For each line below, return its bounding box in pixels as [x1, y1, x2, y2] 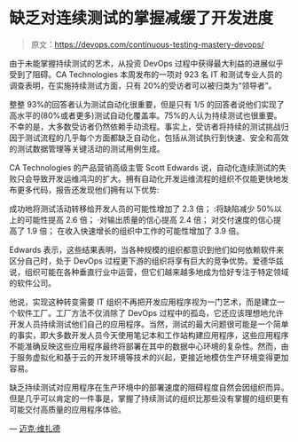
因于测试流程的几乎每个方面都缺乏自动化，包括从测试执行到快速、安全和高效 [9, 132, 289, 143]
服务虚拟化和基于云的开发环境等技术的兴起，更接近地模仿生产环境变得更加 [16, 351, 289, 362]
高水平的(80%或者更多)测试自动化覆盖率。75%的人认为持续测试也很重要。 [9, 110, 282, 121]
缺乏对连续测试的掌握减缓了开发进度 [9, 8, 274, 28]
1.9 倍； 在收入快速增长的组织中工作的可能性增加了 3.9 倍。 [26, 225, 244, 236]
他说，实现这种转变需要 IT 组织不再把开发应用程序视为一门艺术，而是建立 [9, 296, 278, 307]
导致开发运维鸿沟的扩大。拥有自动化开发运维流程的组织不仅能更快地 [32, 173, 281, 184]
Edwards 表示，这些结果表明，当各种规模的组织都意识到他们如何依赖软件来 [9, 244, 285, 255]
